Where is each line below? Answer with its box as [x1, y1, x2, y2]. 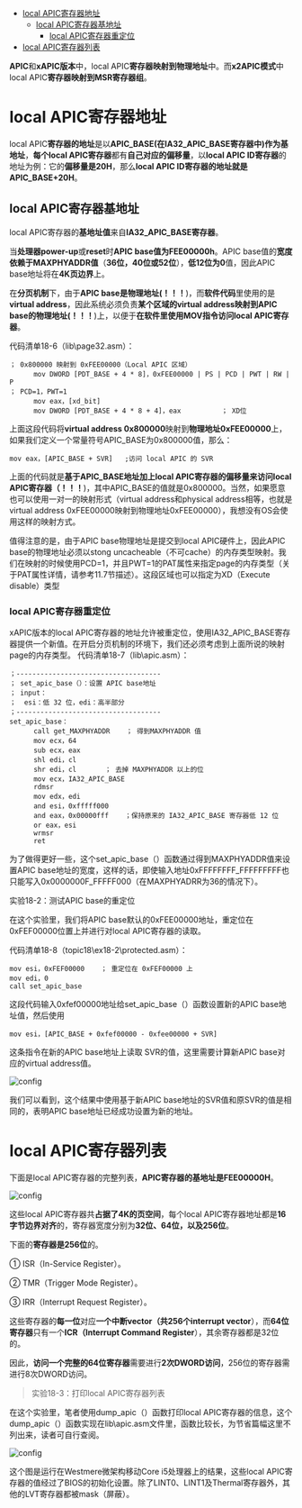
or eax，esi [32, 821, 77, 831]
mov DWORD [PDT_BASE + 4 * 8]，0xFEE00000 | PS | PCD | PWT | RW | [32, 369, 290, 378]
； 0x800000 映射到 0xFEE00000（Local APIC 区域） [9, 359, 192, 369]
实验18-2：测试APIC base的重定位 [9, 895, 136, 906]
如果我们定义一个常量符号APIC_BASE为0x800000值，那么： [9, 434, 233, 445]
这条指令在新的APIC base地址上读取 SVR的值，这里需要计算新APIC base [9, 1047, 278, 1058]
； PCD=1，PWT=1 [9, 386, 67, 396]
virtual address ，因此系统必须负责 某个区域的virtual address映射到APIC [9, 298, 278, 309]
